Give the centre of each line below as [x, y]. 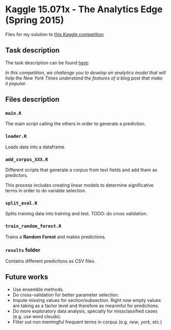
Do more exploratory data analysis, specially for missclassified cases [85, 311]
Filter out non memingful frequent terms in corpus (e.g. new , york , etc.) [87, 322]
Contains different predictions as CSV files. [50, 261]
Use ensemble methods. [38, 289]
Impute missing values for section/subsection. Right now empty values [87, 300]
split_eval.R [21, 203]
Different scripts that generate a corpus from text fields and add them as [81, 170]
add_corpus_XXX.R [27, 159]
